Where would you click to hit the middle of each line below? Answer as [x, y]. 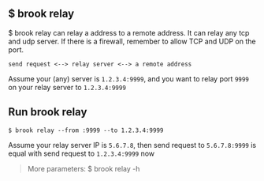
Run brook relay [48, 112]
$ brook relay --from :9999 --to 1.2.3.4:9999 [86, 130]
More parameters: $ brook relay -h [84, 168]
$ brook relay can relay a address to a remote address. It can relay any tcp [129, 32]
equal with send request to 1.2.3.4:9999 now [82, 153]
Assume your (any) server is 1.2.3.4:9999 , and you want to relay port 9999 [129, 78]
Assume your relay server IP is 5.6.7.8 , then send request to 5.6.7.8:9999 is [132, 145]
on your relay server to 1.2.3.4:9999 [67, 87]
